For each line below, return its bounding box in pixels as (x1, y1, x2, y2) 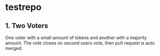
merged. (5, 45, 23, 51)
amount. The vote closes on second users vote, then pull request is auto (5, 40, 155, 46)
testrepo (5, 1, 42, 13)
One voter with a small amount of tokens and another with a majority (5, 34, 147, 40)
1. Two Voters (5, 21, 49, 30)
